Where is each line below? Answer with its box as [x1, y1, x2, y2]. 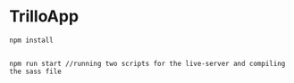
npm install [9, 36, 54, 45]
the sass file [9, 67, 63, 76]
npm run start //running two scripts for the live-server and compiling [9, 59, 286, 68]
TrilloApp [9, 6, 79, 27]
